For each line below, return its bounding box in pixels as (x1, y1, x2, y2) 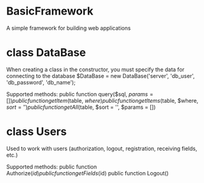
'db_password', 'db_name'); (6, 78, 76, 86)
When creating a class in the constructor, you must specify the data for (6, 66, 185, 73)
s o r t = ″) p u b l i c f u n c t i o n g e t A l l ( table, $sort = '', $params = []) (6, 103, 157, 111)
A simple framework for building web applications (6, 24, 131, 32)
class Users (6, 125, 67, 139)
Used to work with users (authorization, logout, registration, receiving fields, (6, 145, 197, 152)
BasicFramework (6, 4, 94, 18)
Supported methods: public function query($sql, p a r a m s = (6, 90, 153, 98)
